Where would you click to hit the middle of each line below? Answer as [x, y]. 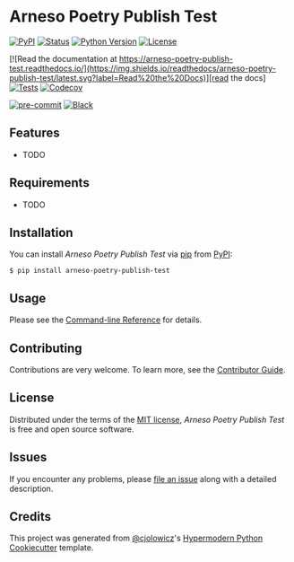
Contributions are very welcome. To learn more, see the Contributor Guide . [147, 369]
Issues [28, 457]
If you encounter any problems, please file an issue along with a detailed [143, 479]
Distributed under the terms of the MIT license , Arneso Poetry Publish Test [147, 419]
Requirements [49, 183]
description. [31, 488]
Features [35, 133]
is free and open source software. [72, 429]
